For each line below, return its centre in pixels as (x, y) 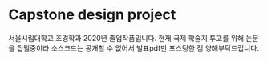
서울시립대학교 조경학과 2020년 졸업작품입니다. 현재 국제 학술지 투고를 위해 (126, 38)
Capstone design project (92, 15)
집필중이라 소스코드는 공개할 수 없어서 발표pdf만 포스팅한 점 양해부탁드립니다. (138, 48)
